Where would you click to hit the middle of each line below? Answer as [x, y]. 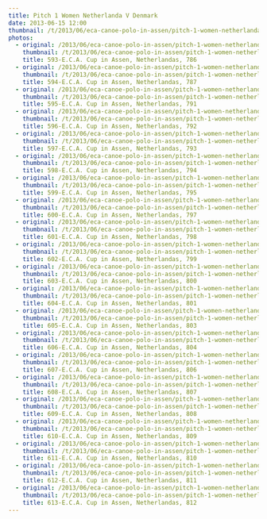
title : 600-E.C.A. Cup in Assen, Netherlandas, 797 [110, 215]
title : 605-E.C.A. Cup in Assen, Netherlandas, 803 [110, 325]
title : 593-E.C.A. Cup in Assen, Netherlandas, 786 [110, 60]
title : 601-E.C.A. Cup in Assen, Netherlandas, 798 [110, 237]
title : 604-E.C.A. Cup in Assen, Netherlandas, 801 [110, 303]
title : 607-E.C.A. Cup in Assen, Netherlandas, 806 [110, 370]
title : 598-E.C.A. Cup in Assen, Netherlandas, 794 [110, 171]
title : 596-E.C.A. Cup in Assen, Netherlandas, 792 [110, 126]
